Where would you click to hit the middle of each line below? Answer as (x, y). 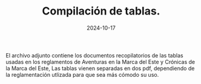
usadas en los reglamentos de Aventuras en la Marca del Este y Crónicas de (100, 62)
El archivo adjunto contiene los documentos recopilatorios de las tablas (94, 55)
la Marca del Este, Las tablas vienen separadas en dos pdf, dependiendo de (100, 68)
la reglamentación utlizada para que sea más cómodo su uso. (82, 74)
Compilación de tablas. (101, 11)
